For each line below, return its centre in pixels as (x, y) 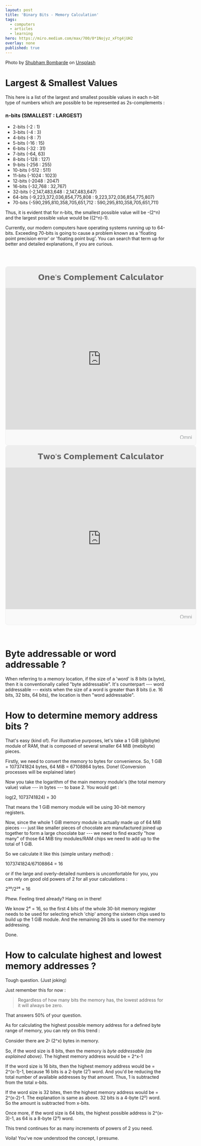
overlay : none (20, 43)
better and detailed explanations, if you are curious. (59, 244)
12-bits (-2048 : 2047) (36, 181)
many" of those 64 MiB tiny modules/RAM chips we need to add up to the (82, 838)
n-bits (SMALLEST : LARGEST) (44, 116)
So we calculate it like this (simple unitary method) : (59, 854)
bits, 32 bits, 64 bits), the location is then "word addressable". (70, 695)
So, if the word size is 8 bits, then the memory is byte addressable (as (79, 1051)
